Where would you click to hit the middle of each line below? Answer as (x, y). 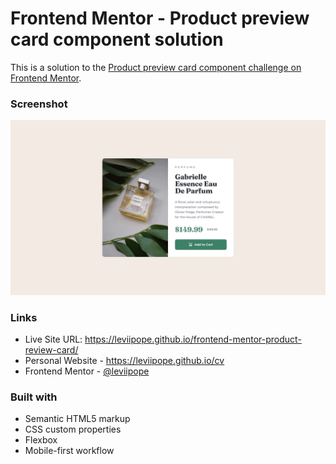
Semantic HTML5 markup (77, 419)
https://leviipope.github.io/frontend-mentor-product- (193, 339)
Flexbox (41, 440)
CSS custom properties (73, 429)
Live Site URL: (53, 339)
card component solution (117, 39)
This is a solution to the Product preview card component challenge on (156, 67)
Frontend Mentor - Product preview (160, 18)
